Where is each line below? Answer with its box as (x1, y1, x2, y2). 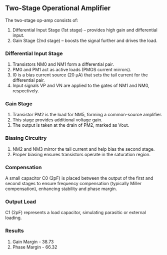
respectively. (12, 88, 39, 94)
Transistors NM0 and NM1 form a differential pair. (12, 61, 114, 67)
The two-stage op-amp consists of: (5, 17, 78, 23)
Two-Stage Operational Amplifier (5, 4, 111, 12)
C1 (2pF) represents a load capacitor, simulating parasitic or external (5, 210, 146, 216)
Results (5, 227, 24, 234)
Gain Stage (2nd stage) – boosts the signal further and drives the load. (12, 37, 157, 43)
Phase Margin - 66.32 (12, 244, 57, 250)
